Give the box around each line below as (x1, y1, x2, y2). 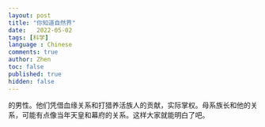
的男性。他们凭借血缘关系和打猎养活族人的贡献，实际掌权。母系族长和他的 (8, 100, 251, 110)
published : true (8, 70, 62, 78)
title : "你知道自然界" (8, 19, 76, 27)
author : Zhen (8, 56, 51, 64)
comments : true (8, 48, 59, 56)
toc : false (8, 63, 44, 71)
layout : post (8, 11, 51, 20)
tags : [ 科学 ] (8, 33, 49, 42)
